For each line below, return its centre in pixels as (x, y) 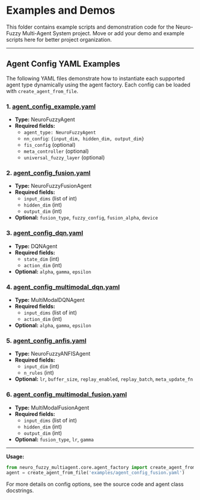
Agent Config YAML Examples (63, 64)
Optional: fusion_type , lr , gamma (54, 439)
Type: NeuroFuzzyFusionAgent (53, 186)
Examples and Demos (61, 10)
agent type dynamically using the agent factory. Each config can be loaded (98, 85)
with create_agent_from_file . (42, 91)
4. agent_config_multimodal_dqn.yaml (63, 287)
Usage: (15, 456)
